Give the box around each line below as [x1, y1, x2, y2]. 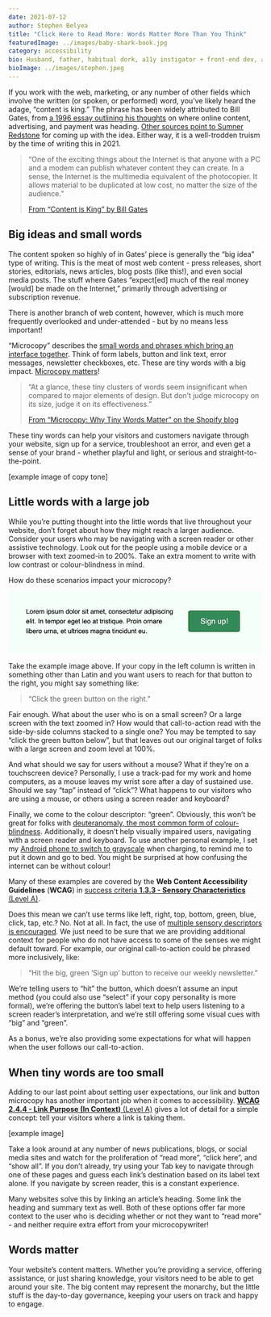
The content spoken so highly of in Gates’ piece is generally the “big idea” [8, 249, 255, 258]
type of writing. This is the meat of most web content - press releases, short [8, 258, 262, 267]
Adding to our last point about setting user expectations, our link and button [8, 1087, 260, 1097]
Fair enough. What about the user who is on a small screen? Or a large [8, 710, 242, 719]
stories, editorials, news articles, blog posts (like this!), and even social [8, 266, 244, 276]
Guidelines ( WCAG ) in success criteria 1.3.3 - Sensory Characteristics [8, 885, 246, 895]
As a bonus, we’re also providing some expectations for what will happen [8, 1034, 252, 1043]
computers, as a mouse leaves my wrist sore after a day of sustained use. [8, 777, 254, 786]
